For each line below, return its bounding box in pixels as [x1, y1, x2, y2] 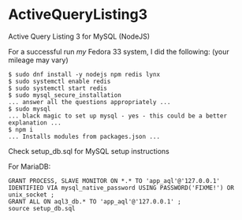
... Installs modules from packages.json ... [8, 132, 160, 140]
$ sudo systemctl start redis [8, 84, 108, 92]
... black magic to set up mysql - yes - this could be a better [8, 112, 227, 120]
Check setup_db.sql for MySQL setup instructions [8, 146, 169, 155]
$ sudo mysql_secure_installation [8, 91, 122, 99]
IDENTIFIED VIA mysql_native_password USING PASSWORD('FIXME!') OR [8, 184, 235, 192]
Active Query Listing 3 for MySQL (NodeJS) [8, 32, 151, 41]
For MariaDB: [8, 162, 51, 171]
